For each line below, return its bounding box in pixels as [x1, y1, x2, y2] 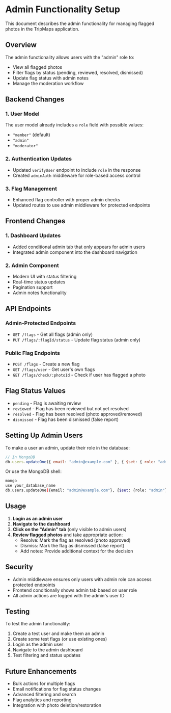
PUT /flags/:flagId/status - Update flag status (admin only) [12, 336, 141, 342]
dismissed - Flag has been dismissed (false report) [12, 416, 119, 422]
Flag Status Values [5, 386, 66, 395]
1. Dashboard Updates [5, 232, 61, 239]
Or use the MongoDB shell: [5, 468, 62, 474]
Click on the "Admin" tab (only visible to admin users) [12, 526, 127, 532]
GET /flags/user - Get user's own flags [12, 366, 95, 373]
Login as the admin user [12, 641, 64, 648]
